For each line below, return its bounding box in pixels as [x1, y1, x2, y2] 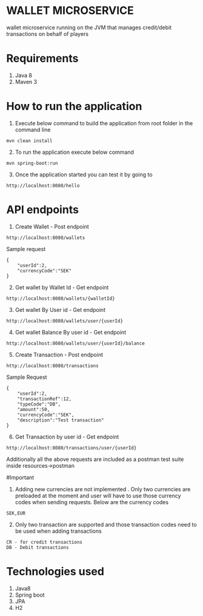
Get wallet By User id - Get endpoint [15, 306, 106, 313]
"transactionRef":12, [17, 396, 72, 402]
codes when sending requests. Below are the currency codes [15, 498, 168, 505]
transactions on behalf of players [6, 30, 89, 37]
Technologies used [6, 564, 105, 578]
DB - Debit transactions [6, 544, 69, 550]
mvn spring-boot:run [6, 160, 59, 166]
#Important [6, 474, 35, 481]
